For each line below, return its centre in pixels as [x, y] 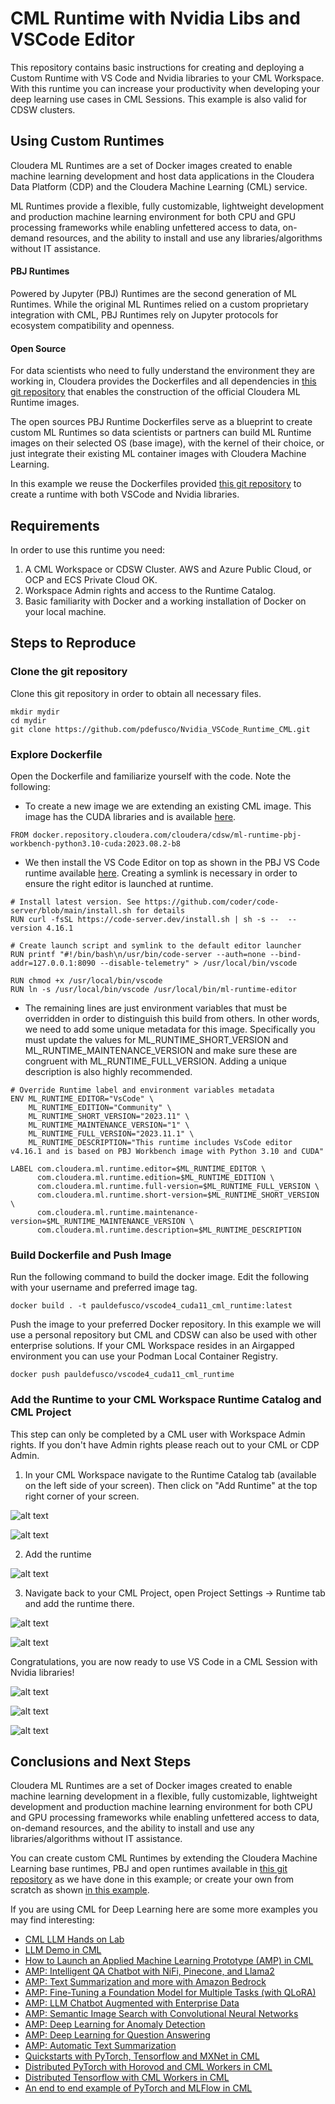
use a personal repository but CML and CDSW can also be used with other [164, 1335]
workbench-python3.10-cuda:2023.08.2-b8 [96, 843]
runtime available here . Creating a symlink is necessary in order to [161, 873]
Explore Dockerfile [56, 754]
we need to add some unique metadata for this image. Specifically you [170, 1029]
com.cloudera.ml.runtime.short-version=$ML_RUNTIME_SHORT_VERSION [178, 1195]
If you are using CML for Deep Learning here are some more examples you [164, 1909]
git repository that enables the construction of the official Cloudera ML [155, 392]
